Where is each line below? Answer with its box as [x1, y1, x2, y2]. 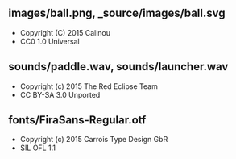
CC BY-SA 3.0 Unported [19, 90, 101, 99]
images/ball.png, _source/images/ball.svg [8, 6, 226, 20]
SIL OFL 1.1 [19, 143, 56, 153]
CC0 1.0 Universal [19, 36, 80, 46]
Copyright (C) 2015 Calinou [19, 27, 111, 37]
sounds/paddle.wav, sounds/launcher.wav [8, 60, 229, 73]
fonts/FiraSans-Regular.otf [8, 113, 147, 128]
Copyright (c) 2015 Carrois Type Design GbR [19, 135, 168, 144]
